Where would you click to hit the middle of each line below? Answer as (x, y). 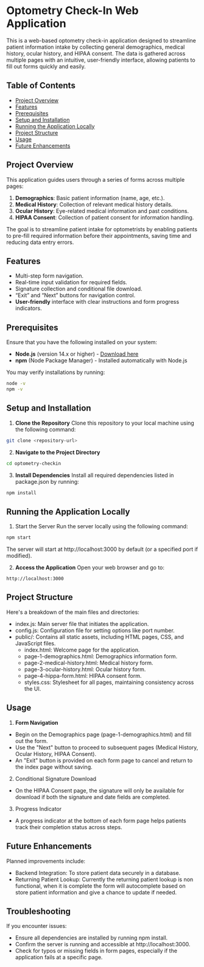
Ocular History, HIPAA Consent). (55, 753)
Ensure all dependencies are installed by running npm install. (91, 938)
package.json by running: (47, 481)
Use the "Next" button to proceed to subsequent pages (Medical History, (107, 747)
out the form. (31, 741)
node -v (16, 384)
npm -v (15, 389)
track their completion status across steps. (69, 827)
